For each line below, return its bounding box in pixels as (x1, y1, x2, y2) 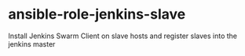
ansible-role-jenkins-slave (8, 5, 186, 23)
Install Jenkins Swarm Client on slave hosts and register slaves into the (8, 31, 238, 40)
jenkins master (8, 39, 56, 48)
